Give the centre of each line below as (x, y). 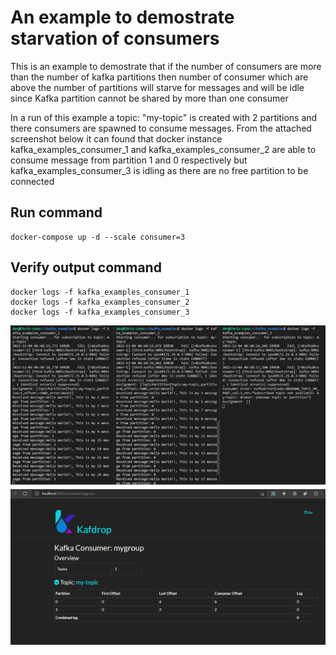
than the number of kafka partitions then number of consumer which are (159, 77)
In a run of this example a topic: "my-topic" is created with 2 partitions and (164, 117)
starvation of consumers (115, 38)
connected (32, 181)
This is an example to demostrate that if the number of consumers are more (166, 66)
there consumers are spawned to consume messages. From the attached (161, 128)
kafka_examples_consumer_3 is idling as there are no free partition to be (159, 170)
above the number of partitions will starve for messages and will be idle (157, 87)
